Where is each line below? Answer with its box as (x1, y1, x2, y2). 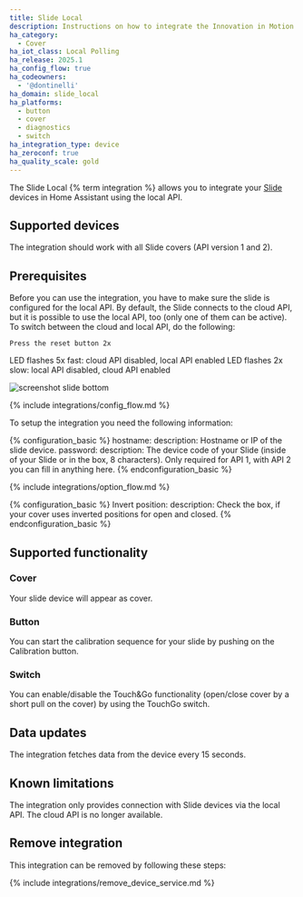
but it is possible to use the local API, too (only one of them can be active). (9, 312, 288, 323)
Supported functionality (9, 544, 148, 560)
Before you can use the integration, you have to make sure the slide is (9, 293, 270, 304)
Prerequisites (9, 268, 87, 284)
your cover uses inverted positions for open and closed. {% (9, 509, 232, 520)
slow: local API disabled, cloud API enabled (9, 364, 171, 375)
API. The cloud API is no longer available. (9, 810, 163, 821)
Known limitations (9, 775, 114, 791)
